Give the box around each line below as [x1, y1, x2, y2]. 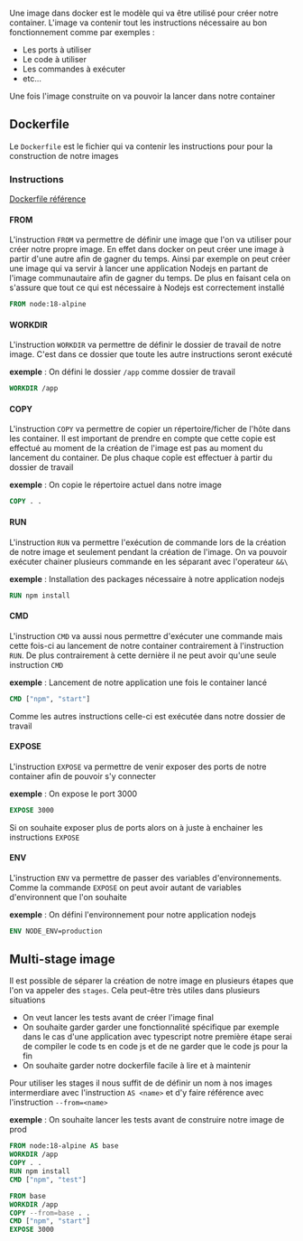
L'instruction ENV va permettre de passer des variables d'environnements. [9, 872, 282, 883]
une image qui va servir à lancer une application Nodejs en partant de [9, 263, 269, 274]
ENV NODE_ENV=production [9, 926, 103, 935]
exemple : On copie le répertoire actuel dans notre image [9, 479, 223, 491]
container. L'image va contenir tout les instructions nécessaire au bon [9, 17, 268, 28]
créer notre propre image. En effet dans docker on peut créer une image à [9, 244, 284, 255]
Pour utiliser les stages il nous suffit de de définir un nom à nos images [9, 1077, 273, 1088]
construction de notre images [9, 150, 119, 161]
